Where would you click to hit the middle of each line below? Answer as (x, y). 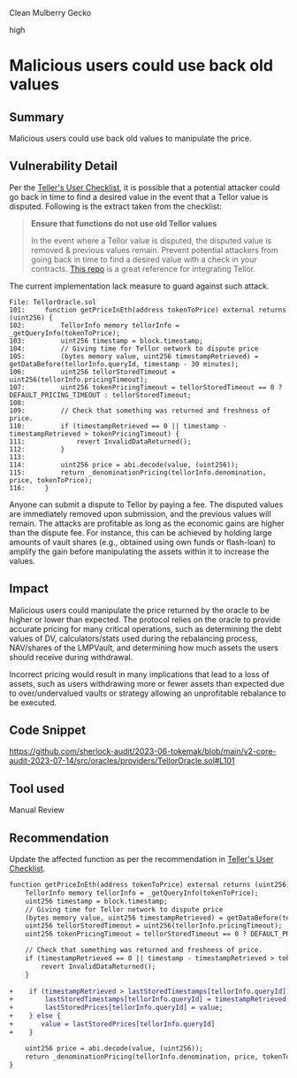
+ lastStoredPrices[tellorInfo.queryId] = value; (116, 1008)
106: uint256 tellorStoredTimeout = (92, 372)
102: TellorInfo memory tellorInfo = (94, 325)
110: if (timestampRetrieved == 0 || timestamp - (118, 426)
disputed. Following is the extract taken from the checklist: (116, 206)
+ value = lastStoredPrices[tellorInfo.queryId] (112, 1024)
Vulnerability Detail (63, 166)
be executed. (33, 702)
